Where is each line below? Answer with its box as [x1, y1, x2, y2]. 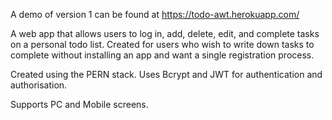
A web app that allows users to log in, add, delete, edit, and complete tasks [10, 28, 320, 39]
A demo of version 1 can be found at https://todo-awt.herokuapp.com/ [10, 9, 300, 20]
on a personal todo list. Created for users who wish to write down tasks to [10, 39, 315, 50]
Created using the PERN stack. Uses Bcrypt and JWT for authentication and [10, 69, 323, 80]
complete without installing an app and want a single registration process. [10, 49, 315, 61]
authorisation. [10, 79, 68, 91]
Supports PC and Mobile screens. [10, 99, 149, 110]
